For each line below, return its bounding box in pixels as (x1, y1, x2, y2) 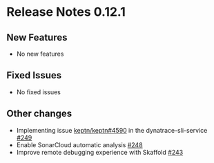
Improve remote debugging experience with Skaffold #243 (16, 148, 184, 156)
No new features (16, 50, 64, 58)
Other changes (6, 108, 72, 120)
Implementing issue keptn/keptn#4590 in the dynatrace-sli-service (16, 126, 208, 134)
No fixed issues (16, 87, 61, 96)
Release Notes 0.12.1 (6, 4, 126, 20)
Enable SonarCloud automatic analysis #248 (16, 140, 143, 149)
